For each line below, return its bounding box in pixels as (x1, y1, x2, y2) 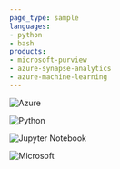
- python (9, 30, 43, 39)
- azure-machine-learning (9, 73, 107, 82)
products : (9, 47, 47, 56)
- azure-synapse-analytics (9, 65, 112, 74)
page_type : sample (9, 13, 79, 23)
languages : (9, 22, 51, 31)
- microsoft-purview (9, 55, 88, 65)
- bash (9, 38, 35, 48)
